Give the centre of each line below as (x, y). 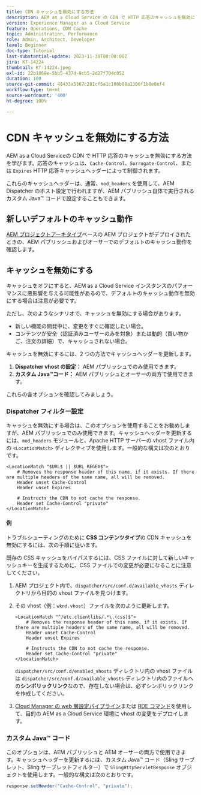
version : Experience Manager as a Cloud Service (68, 23)
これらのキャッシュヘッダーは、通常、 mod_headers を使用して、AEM (91, 183)
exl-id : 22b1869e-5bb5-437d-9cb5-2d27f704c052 (65, 73)
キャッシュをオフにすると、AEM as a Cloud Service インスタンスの (89, 286)
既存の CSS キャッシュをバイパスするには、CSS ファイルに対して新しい (95, 558)
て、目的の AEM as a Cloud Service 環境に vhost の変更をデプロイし (99, 713)
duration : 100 (24, 79)
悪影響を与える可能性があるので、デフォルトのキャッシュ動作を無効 (111, 293)
